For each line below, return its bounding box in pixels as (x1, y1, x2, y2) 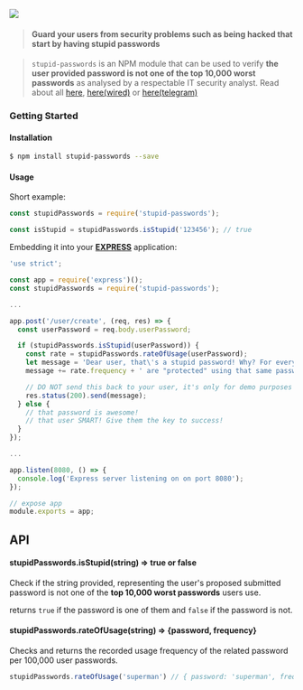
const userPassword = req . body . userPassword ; (17, 325, 192, 334)
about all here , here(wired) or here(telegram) (31, 87, 198, 98)
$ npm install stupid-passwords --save (9, 152, 160, 162)
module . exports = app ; (9, 507, 95, 517)
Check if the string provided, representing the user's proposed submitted (9, 577, 281, 588)
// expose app (9, 499, 63, 508)
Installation (9, 132, 52, 143)
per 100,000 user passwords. (9, 655, 119, 666)
